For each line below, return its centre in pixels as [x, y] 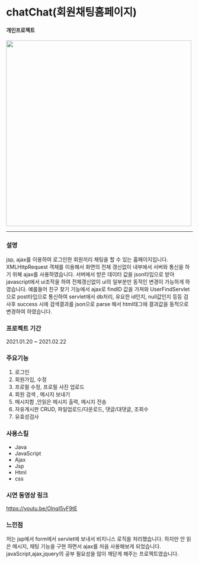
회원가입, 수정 [31, 380]
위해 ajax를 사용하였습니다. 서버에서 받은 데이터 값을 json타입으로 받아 [93, 274]
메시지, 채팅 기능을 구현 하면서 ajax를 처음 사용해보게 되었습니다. [87, 546]
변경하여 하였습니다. [29, 311]
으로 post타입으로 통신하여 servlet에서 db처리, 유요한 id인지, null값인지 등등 [94, 296]
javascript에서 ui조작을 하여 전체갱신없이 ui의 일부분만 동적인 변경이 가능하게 [95, 281]
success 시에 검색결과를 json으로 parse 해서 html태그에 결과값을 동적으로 [103, 304]
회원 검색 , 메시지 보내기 [42, 394]
